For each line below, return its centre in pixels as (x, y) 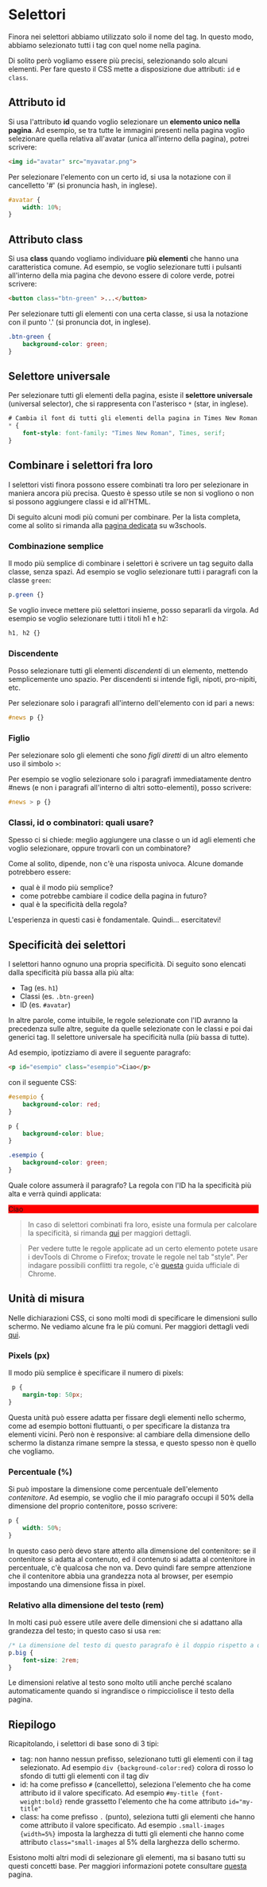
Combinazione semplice (56, 546)
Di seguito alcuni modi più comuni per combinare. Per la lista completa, (124, 517)
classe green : (30, 580)
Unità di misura (46, 1299)
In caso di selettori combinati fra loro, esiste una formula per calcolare (142, 1224)
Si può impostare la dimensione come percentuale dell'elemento (113, 1488)
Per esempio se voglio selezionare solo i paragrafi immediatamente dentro (130, 779)
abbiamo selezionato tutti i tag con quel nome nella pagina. (104, 45)
